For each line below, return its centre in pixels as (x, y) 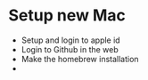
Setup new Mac (67, 16)
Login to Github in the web (70, 49)
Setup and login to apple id (71, 40)
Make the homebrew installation (80, 59)
